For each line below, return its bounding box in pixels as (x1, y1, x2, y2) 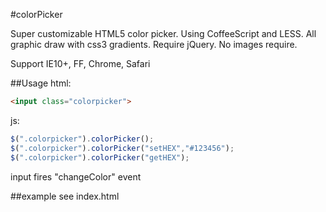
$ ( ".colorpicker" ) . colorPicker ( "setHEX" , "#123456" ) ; (10, 143, 235, 153)
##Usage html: (10, 77, 72, 89)
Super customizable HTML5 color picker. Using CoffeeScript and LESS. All (10, 28, 317, 39)
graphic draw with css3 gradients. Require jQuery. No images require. (10, 39, 298, 50)
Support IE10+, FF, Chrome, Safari (10, 58, 151, 69)
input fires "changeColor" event (10, 170, 142, 183)
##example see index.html (10, 190, 120, 202)
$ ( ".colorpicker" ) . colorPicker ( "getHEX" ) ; (10, 152, 190, 163)
